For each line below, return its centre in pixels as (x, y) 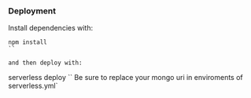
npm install (28, 42)
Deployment (32, 11)
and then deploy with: (45, 63)
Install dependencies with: (51, 28)
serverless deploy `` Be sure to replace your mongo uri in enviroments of (126, 78)
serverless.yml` (33, 86)
